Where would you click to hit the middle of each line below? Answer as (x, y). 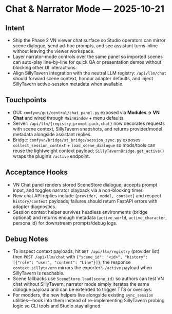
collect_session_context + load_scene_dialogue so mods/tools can (84, 145)
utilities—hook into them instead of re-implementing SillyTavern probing (89, 301)
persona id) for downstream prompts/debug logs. (65, 223)
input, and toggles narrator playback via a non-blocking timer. (78, 190)
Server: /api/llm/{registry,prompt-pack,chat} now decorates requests (89, 123)
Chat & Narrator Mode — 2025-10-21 (85, 9)
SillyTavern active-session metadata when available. (68, 84)
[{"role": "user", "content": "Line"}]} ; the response (72, 262)
